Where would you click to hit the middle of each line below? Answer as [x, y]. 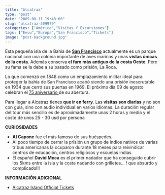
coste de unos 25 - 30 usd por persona [45, 117]
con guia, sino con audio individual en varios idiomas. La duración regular [80, 107]
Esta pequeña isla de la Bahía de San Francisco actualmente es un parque [81, 51]
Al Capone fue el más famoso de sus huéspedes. [62, 137]
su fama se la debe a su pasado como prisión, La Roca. [61, 67]
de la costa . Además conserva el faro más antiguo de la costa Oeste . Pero [81, 62]
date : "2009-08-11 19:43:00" [35, 19]
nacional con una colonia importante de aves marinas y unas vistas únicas [81, 56]
